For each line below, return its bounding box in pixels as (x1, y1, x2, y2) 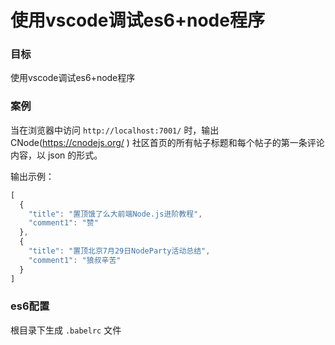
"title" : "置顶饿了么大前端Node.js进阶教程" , (28, 209, 203, 219)
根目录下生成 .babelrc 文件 (10, 324, 122, 336)
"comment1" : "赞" (28, 218, 99, 228)
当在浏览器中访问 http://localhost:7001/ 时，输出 (10, 124, 220, 136)
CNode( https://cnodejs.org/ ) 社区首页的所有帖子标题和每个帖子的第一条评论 (10, 136, 325, 148)
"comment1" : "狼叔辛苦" (28, 255, 122, 265)
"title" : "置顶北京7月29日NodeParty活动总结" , (28, 246, 211, 256)
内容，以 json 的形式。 (10, 149, 103, 161)
